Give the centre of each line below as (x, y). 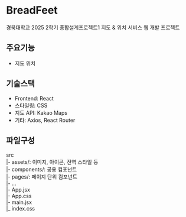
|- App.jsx (18, 190)
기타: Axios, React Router (45, 120)
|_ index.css (21, 209)
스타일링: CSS (31, 105)
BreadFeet (32, 10)
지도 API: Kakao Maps (41, 112)
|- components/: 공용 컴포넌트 (42, 170)
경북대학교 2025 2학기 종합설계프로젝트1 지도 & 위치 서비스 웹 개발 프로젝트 (93, 27)
